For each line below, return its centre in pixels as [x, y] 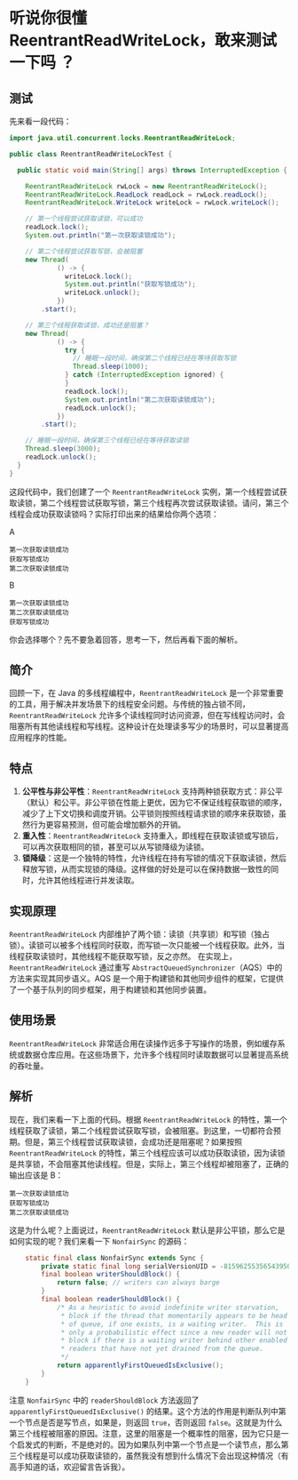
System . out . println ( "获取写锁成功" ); [131, 284]
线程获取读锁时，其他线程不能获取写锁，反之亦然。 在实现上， [123, 956]
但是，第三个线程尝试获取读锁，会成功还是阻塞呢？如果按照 [133, 1141]
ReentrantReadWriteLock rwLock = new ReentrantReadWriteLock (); [146, 186]
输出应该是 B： [36, 1175]
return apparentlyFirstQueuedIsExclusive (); [140, 1365]
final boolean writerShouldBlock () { [110, 1275]
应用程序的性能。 [40, 738]
